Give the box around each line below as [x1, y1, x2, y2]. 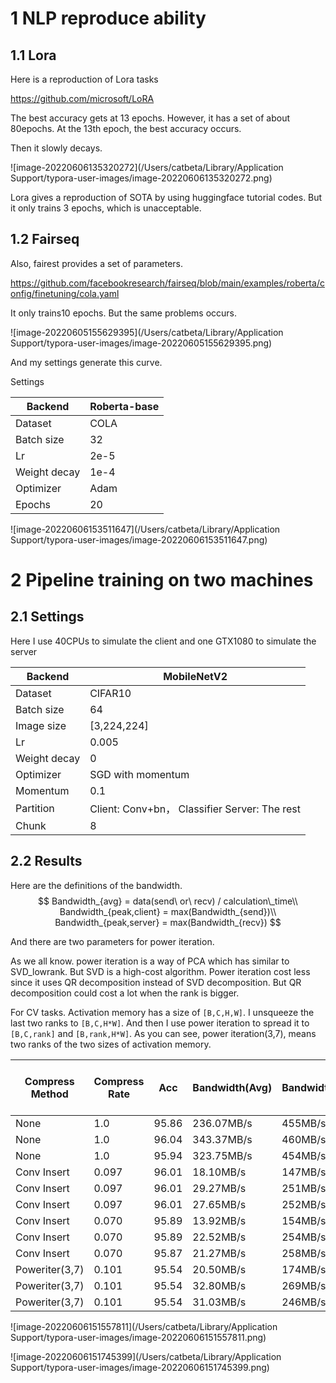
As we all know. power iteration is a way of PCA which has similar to [10, 955, 290, 967]
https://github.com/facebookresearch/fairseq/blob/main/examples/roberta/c [10, 277, 325, 289]
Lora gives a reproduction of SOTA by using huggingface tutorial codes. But [10, 192, 323, 203]
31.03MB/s [192, 1295, 247, 1309]
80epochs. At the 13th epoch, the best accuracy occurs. [10, 123, 242, 134]
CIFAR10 [89, 686, 132, 700]
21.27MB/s [192, 1246, 247, 1260]
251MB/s [281, 1181, 327, 1195]
